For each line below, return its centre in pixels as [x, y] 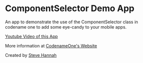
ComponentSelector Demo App [70, 8]
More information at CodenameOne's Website [51, 46]
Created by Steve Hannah [31, 55]
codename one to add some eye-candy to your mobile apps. [66, 27]
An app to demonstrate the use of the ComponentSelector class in [71, 22]
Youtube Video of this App [31, 36]
